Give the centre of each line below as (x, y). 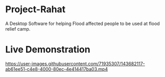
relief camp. (18, 29)
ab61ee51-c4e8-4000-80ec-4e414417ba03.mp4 (57, 69)
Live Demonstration (48, 50)
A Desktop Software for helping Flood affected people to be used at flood (82, 23)
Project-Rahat (36, 9)
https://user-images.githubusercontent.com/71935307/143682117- (75, 63)
